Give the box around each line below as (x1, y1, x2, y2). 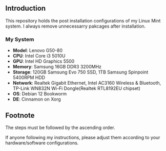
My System (5, 36, 34, 43)
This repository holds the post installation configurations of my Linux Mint (5, 17, 161, 23)
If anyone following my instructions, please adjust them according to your (5, 134, 160, 140)
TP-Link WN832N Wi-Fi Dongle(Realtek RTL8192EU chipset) (12, 85, 141, 91)
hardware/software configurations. (5, 140, 79, 146)
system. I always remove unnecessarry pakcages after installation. (5, 23, 146, 29)
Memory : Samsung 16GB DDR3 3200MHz (12, 64, 101, 70)
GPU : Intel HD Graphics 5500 (12, 58, 75, 64)
